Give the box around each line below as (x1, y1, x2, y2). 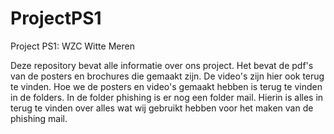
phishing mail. (10, 112, 68, 124)
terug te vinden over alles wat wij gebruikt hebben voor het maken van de (10, 102, 314, 114)
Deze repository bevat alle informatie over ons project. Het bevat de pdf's (10, 59, 314, 71)
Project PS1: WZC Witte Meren (10, 40, 135, 52)
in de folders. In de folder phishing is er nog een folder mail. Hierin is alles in (10, 91, 324, 103)
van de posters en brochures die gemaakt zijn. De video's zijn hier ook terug (10, 70, 325, 82)
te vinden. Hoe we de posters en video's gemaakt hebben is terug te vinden (10, 80, 323, 92)
